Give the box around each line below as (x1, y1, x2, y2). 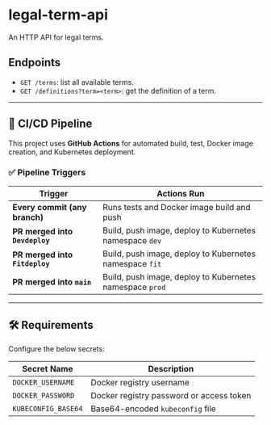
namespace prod (102, 281, 166, 292)
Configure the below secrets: (8, 343, 105, 353)
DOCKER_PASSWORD (12, 390, 75, 400)
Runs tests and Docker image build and (102, 201, 252, 212)
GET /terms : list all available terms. (19, 77, 135, 86)
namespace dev (102, 234, 162, 246)
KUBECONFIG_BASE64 (12, 404, 83, 413)
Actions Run (156, 187, 205, 199)
